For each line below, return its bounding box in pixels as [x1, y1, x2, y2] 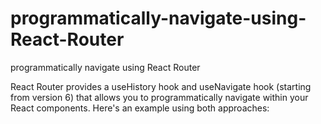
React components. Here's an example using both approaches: [10, 102, 270, 114]
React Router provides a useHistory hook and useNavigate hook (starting [10, 80, 312, 92]
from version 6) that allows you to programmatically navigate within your [10, 91, 309, 103]
